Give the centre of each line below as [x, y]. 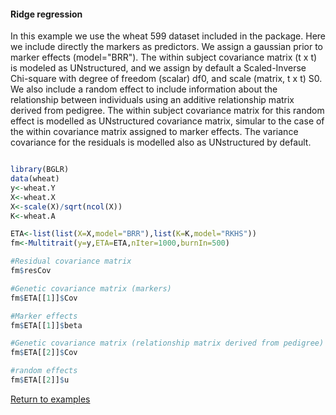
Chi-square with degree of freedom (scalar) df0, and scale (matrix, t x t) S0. [166, 79]
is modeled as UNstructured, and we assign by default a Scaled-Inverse [158, 68]
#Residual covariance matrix [71, 261]
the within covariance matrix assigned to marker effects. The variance [154, 132]
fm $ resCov [31, 271]
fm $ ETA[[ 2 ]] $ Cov [44, 353]
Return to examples [50, 399]
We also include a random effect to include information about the [144, 89]
